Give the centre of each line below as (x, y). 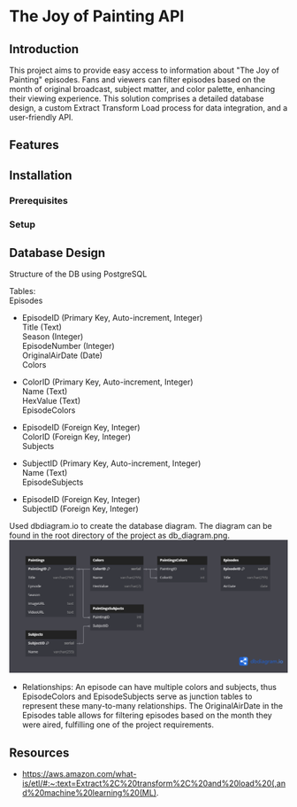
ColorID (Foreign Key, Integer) (76, 437)
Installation (41, 175)
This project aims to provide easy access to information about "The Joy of (145, 70)
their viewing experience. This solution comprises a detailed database (137, 98)
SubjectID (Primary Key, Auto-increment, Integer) (111, 463)
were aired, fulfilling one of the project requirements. (118, 725)
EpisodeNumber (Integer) (68, 346)
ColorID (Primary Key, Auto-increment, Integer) (107, 382)
